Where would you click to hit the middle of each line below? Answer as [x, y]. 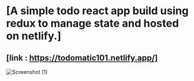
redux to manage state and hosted [93, 23]
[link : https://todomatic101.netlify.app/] [82, 58]
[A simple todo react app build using [97, 11]
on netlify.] [34, 36]
